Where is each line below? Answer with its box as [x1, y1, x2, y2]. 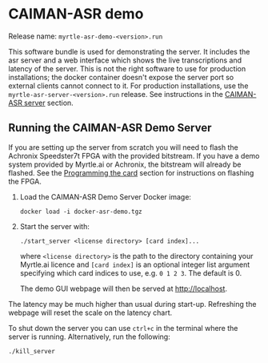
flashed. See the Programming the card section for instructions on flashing [8, 167, 254, 177]
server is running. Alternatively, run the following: [8, 332, 170, 341]
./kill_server [8, 347, 56, 355]
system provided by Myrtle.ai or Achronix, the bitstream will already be [8, 159, 242, 169]
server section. [23, 98, 74, 107]
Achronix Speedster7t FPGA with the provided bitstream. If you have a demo [8, 151, 260, 160]
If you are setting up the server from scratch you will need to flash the [8, 142, 238, 152]
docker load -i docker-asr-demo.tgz [19, 208, 142, 216]
